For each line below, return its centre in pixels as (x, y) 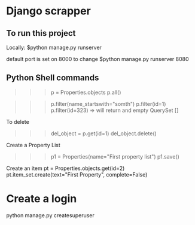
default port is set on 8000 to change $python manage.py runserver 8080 (98, 59)
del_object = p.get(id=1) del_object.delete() (103, 133)
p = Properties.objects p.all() (86, 92)
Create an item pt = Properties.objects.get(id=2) (65, 168)
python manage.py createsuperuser (50, 215)
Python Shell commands (53, 78)
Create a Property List (33, 145)
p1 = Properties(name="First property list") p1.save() (115, 156)
